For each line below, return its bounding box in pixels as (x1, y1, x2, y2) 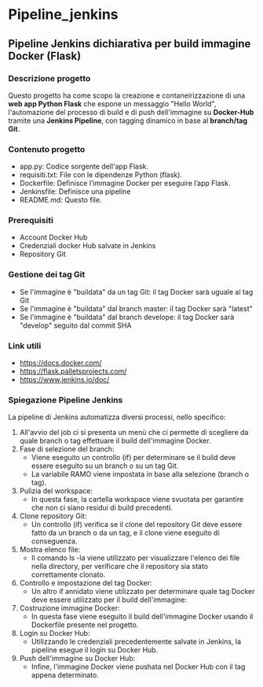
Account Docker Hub (19, 232, 88, 242)
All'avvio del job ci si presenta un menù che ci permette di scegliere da (19, 428, 249, 437)
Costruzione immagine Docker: (19, 603, 120, 613)
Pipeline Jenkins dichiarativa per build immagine (8, 37, 251, 50)
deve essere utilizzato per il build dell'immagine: (31, 595, 187, 604)
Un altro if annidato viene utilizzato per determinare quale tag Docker (31, 587, 255, 596)
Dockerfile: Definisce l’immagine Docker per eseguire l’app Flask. (19, 179, 231, 188)
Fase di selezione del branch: (19, 444, 115, 454)
